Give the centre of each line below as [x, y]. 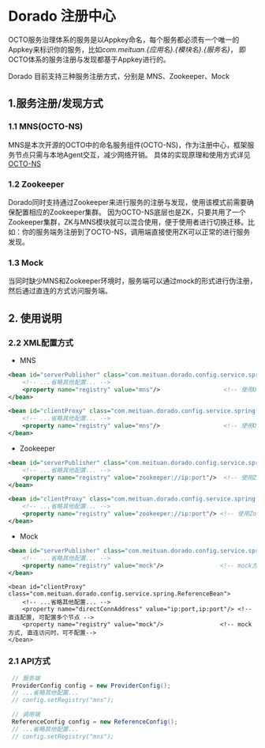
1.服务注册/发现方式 [56, 104]
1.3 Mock [26, 263]
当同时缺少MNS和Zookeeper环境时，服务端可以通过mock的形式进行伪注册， [132, 281]
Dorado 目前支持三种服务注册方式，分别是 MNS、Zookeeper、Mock [119, 76]
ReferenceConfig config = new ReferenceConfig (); [95, 722]
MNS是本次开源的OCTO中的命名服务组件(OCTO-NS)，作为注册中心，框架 [128, 145]
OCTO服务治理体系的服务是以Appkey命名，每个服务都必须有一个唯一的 [124, 40]
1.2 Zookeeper [36, 184]
